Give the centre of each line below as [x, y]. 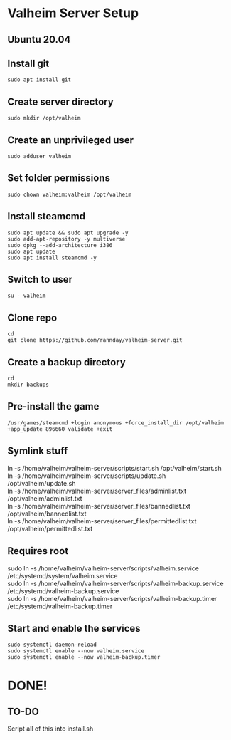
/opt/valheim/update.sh [42, 483]
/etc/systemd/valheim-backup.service [63, 591]
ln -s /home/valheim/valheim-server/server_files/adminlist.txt [97, 491]
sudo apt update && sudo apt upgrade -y [68, 233]
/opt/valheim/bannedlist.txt [47, 514]
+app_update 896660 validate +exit [60, 429]
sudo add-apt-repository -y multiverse [66, 239]
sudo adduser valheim [39, 157]
